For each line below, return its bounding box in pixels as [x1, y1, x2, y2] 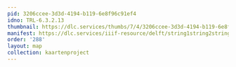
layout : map [7, 43, 42, 50]
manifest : [7, 29, 37, 37]
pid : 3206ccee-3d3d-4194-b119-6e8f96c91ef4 [7, 10, 137, 17]
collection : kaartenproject [7, 50, 90, 57]
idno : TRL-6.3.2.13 [7, 17, 65, 24]
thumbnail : [7, 23, 39, 30]
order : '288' [7, 36, 46, 43]
